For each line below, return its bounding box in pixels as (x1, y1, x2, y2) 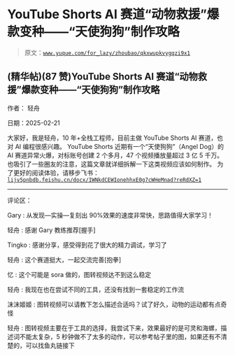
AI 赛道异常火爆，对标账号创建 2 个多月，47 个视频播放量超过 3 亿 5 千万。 (7, 151, 224, 159)
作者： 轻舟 (7, 104, 40, 112)
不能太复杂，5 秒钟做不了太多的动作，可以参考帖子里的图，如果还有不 (19, 332, 222, 341)
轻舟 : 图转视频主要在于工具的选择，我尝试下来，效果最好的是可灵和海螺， (7, 323, 221, 332)
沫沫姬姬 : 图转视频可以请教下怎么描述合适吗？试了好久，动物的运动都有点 (7, 300, 221, 308)
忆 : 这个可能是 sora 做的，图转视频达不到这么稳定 (7, 270, 152, 278)
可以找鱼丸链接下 (25, 341, 75, 350)
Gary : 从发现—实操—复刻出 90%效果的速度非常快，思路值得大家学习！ (7, 211, 213, 219)
